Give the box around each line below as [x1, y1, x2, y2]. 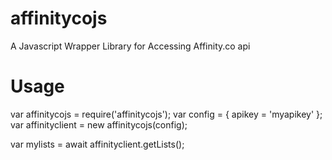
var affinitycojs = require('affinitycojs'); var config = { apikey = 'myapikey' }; [10, 108, 323, 120]
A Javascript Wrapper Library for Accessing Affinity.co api [10, 40, 251, 52]
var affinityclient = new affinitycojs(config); [10, 118, 188, 131]
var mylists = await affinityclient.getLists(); [10, 138, 185, 150]
